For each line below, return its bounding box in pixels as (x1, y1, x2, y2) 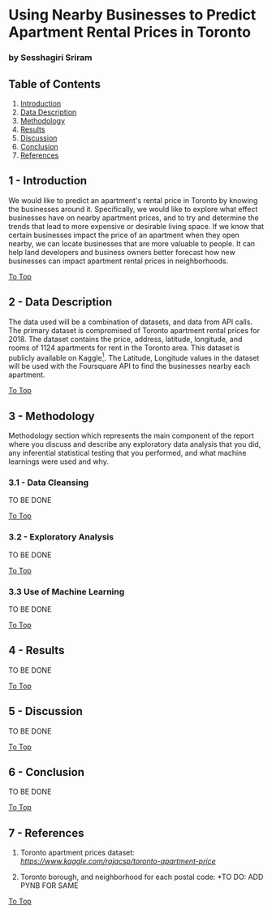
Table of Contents (8, 77, 101, 91)
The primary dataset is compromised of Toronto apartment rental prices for (8, 325, 260, 335)
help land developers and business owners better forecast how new (8, 247, 235, 257)
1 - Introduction (8, 174, 88, 188)
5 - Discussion (8, 704, 84, 718)
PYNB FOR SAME (19, 881, 79, 890)
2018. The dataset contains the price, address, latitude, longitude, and (8, 334, 243, 344)
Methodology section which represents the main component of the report (8, 431, 254, 440)
